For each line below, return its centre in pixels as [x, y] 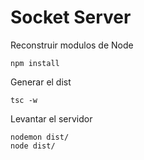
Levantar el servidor [51, 118]
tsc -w [24, 100]
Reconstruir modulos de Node [72, 45]
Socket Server [71, 17]
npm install [35, 63]
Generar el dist [41, 82]
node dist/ [33, 146]
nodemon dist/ [40, 137]
